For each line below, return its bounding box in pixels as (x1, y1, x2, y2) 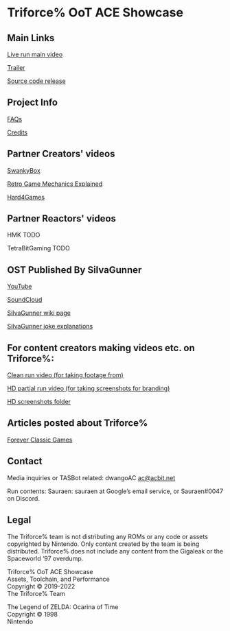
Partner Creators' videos (7, 148, 115, 160)
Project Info (7, 97, 58, 108)
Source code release (7, 77, 67, 85)
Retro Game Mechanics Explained (7, 180, 103, 188)
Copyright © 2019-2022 (7, 582, 76, 591)
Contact (7, 455, 43, 467)
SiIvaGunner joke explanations (7, 322, 93, 331)
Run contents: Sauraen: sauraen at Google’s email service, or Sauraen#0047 (7, 487, 224, 495)
